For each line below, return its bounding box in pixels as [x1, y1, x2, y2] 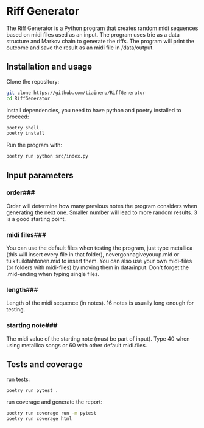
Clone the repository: [6, 78, 60, 85]
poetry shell [6, 125, 40, 131]
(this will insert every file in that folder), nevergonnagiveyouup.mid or [6, 251, 180, 258]
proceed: [6, 113, 29, 120]
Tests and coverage [6, 359, 83, 370]
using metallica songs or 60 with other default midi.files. [6, 341, 147, 349]
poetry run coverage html [6, 416, 72, 422]
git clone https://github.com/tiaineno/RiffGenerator [6, 90, 146, 96]
